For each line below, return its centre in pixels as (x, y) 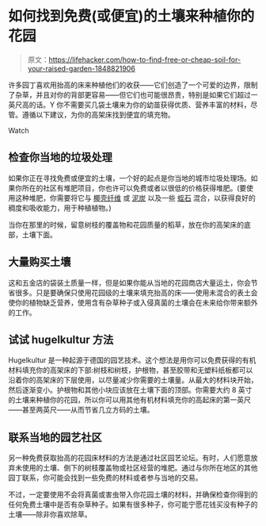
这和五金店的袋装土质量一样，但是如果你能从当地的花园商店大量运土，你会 (129, 282)
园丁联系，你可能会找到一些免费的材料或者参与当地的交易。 (105, 478)
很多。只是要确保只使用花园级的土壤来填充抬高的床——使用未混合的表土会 (136, 292)
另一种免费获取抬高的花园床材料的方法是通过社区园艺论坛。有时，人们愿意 (129, 458)
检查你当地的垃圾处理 (60, 157)
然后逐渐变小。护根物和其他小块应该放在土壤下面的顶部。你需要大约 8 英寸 (130, 390)
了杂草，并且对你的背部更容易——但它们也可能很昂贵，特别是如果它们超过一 (133, 94)
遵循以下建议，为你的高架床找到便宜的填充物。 (98, 114)
